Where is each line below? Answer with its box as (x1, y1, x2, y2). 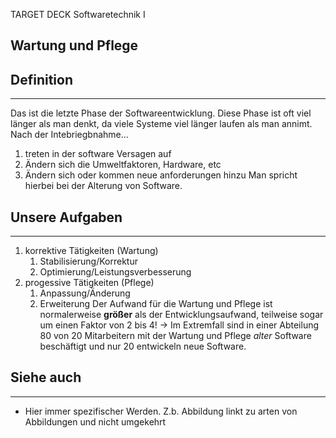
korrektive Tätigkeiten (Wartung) (24, 245, 159, 257)
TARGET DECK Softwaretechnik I (10, 9, 146, 20)
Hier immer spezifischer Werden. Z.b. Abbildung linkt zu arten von (24, 405, 298, 417)
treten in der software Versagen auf (24, 148, 172, 160)
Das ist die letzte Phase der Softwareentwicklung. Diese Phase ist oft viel (10, 107, 312, 119)
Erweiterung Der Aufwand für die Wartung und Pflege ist (39, 298, 273, 310)
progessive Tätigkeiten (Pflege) (24, 277, 155, 289)
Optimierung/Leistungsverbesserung (39, 266, 192, 278)
